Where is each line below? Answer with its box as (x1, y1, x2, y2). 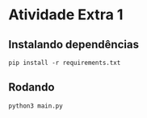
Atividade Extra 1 (8, 6, 124, 24)
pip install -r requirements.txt (8, 59, 121, 67)
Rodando (8, 80, 55, 94)
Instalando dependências (8, 38, 140, 51)
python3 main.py (8, 102, 63, 110)
